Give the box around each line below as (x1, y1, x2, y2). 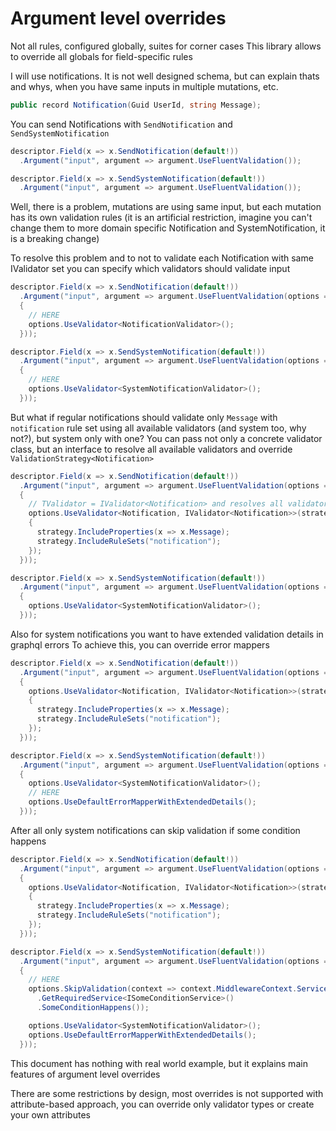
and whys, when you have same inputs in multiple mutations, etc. (10, 80, 279, 92)
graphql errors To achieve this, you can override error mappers (10, 638, 270, 651)
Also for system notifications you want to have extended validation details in (10, 628, 324, 640)
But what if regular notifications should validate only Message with (10, 411, 278, 423)
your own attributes (10, 1108, 91, 1121)
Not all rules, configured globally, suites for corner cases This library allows (10, 40, 322, 52)
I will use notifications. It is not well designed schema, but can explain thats (10, 70, 320, 82)
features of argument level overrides (10, 1068, 161, 1080)
